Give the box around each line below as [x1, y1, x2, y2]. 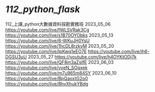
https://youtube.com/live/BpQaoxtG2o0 [5, 75, 88, 81]
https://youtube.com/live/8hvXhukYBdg [5, 80, 88, 87]
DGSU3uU [5, 53, 27, 59]
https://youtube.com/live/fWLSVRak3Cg [5, 26, 90, 33]
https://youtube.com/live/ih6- [88, 48, 150, 54]
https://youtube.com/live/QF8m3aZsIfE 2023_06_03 [5, 59, 114, 65]
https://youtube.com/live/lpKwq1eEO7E [5, 48, 87, 54]
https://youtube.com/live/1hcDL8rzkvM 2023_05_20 [5, 43, 114, 49]
